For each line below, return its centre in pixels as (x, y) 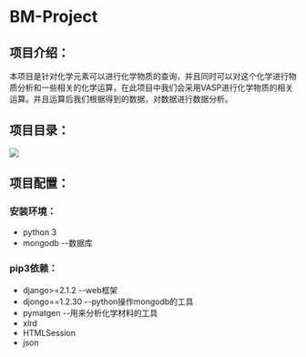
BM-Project (54, 17)
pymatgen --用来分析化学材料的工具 (90, 312)
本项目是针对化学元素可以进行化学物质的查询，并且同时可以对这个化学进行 (149, 76)
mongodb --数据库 (57, 242)
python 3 (40, 232)
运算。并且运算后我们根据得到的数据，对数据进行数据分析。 (121, 99)
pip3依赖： (34, 269)
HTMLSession (49, 332)
